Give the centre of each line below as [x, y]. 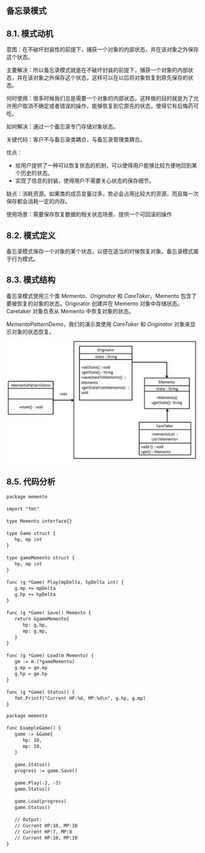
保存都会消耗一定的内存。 [38, 201]
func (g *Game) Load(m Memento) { [50, 656]
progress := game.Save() [46, 771]
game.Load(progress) [41, 802]
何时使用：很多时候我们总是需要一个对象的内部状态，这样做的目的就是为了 [100, 98]
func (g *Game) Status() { [41, 692]
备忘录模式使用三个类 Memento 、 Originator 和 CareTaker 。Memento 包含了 [102, 296]
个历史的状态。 [34, 173]
